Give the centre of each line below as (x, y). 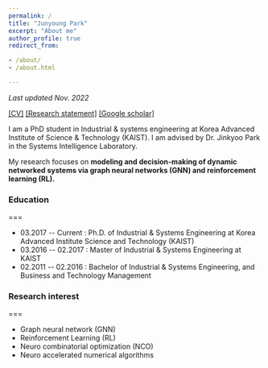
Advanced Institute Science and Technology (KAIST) (107, 242)
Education (29, 200)
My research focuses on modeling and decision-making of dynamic (123, 161)
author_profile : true (45, 38)
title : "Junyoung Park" (48, 23)
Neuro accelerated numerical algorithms (87, 355)
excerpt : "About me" (43, 31)
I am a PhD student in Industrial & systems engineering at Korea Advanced (132, 129)
